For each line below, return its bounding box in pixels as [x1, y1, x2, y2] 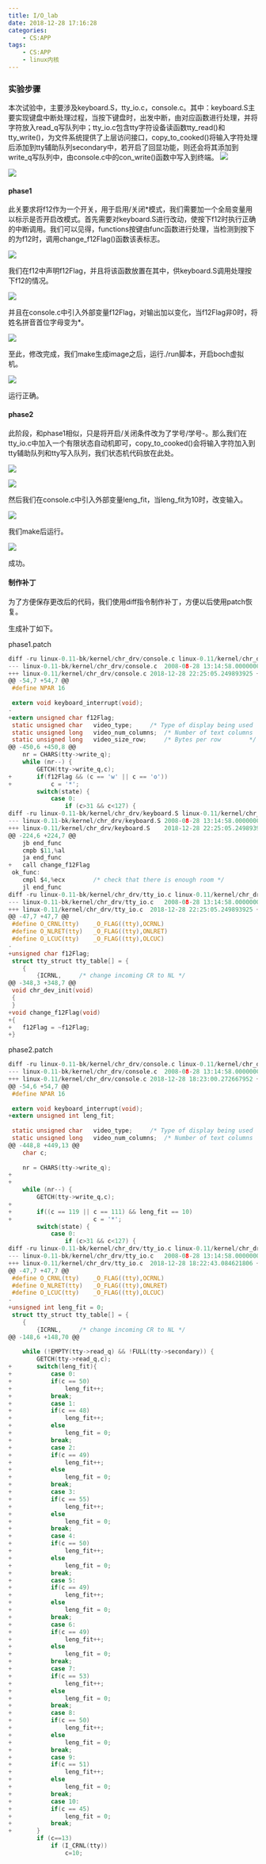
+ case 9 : [8, 1753, 77, 1761]
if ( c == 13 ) [36, 1835, 73, 1843]
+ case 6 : [8, 1621, 77, 1629]
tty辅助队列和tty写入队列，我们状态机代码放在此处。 [8, 448, 178, 457]
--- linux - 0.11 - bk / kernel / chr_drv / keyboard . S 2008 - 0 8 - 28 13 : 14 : [8, 817, 225, 825]
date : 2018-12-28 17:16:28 [8, 19, 97, 27]
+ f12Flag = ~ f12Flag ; [8, 1024, 90, 1032]
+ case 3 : [8, 1488, 77, 1496]
